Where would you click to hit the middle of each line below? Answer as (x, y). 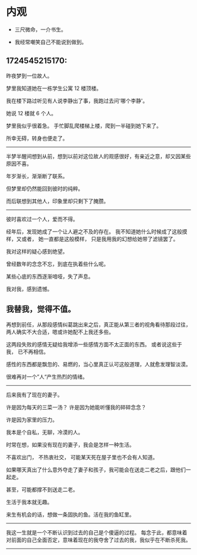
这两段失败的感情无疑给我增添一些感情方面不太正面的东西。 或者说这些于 (94, 344)
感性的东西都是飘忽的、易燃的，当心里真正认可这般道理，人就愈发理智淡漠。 (98, 364)
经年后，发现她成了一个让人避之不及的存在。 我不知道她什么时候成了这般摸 (97, 231)
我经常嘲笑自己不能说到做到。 (50, 42)
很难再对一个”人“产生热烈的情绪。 (47, 376)
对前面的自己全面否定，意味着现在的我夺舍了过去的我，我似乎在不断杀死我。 (98, 540)
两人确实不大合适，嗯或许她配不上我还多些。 (60, 332)
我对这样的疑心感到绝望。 (37, 251)
